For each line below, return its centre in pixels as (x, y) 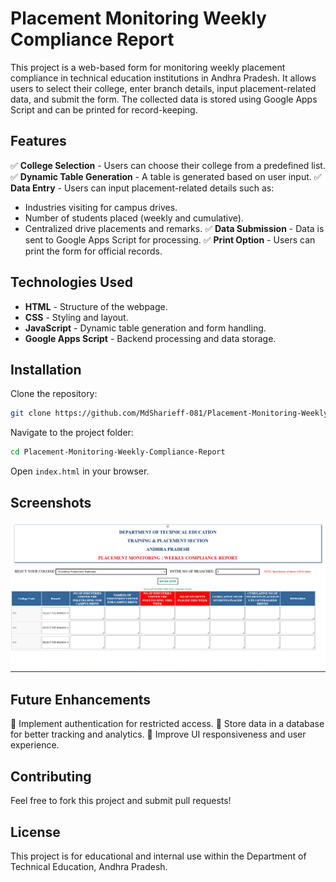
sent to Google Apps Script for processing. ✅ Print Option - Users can (170, 239)
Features (38, 141)
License (35, 832)
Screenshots (51, 502)
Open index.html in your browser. (80, 471)
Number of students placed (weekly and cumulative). (134, 218)
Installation (46, 369)
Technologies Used (71, 282)
